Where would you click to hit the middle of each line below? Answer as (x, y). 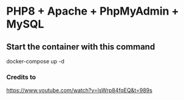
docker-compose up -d (36, 61)
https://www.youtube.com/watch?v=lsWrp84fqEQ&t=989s (80, 90)
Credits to (21, 77)
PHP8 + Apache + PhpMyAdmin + (93, 11)
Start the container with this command (81, 47)
